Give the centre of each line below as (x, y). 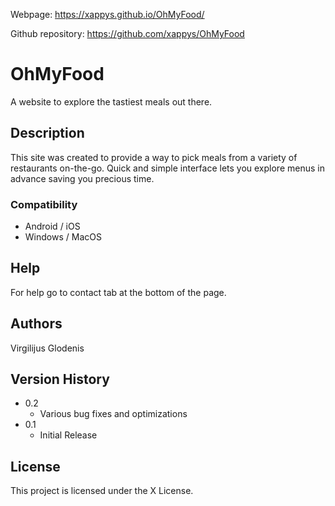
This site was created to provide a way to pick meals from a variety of (154, 157)
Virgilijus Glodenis (47, 348)
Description (47, 133)
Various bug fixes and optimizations (113, 414)
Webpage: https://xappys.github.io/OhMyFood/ (107, 14)
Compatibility (44, 204)
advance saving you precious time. (82, 178)
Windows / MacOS (63, 237)
